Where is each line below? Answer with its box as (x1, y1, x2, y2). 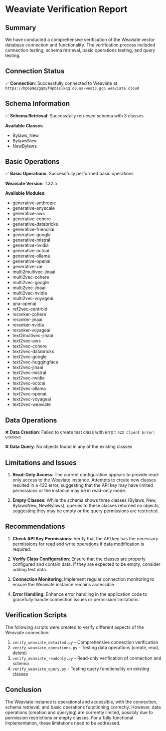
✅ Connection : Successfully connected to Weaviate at (5, 80, 118, 86)
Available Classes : (5, 122, 44, 128)
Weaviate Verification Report (5, 3, 128, 15)
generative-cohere (12, 216, 51, 222)
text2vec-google (12, 354, 47, 360)
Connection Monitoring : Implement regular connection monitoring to (12, 576, 155, 582)
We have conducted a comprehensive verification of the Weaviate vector (5, 36, 155, 42)
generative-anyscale (12, 205, 55, 211)
